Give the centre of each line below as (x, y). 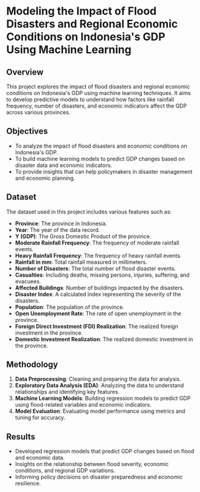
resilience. (28, 484)
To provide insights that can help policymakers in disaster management (104, 171)
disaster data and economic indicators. (63, 165)
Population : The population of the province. (69, 307)
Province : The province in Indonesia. (61, 223)
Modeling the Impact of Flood (82, 11)
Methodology (32, 365)
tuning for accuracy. (40, 418)
